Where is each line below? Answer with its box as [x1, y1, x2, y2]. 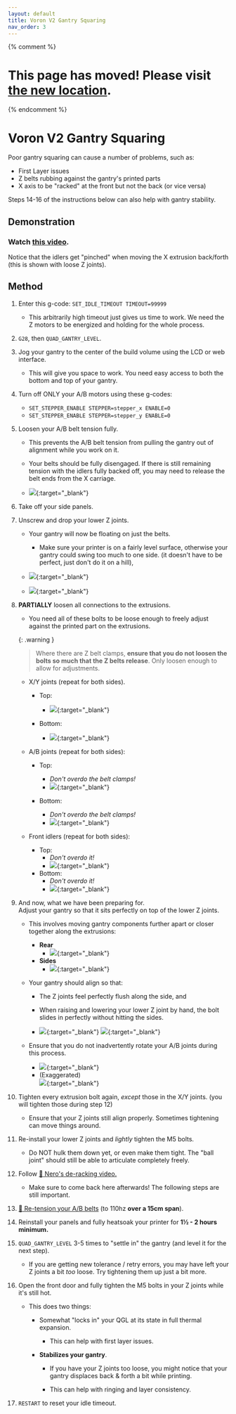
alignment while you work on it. [28, 446, 119, 454]
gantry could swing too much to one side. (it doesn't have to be [39, 550, 223, 559]
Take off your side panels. [18, 502, 94, 510]
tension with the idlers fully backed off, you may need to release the [28, 467, 225, 475]
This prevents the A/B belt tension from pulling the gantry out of [28, 438, 214, 446]
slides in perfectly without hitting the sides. [39, 1013, 164, 1021]
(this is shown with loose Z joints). [8, 260, 107, 268]
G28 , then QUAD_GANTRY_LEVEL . [18, 334, 102, 342]
